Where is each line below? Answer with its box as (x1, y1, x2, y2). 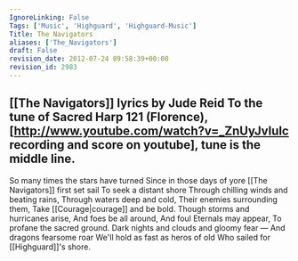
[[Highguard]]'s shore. (9, 241, 92, 252)
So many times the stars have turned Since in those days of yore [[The (9, 175, 269, 185)
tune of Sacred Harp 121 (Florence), (9, 110, 209, 125)
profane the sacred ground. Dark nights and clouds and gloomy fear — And (9, 222, 286, 232)
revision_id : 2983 (9, 63, 77, 72)
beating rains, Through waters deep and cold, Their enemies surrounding (9, 193, 278, 205)
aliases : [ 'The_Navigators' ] (9, 37, 117, 47)
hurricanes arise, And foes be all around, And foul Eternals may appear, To (9, 213, 282, 224)
